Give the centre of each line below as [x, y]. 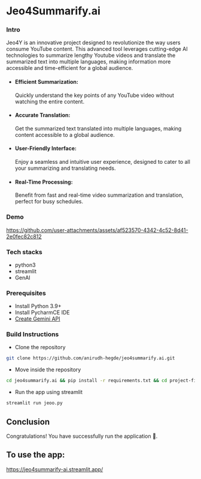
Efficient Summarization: [47, 82]
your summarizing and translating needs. [65, 168]
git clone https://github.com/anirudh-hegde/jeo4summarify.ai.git [91, 358]
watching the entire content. [50, 101]
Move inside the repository [48, 370]
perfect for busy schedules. [49, 202]
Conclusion [28, 422]
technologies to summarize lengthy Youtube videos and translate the [91, 56]
